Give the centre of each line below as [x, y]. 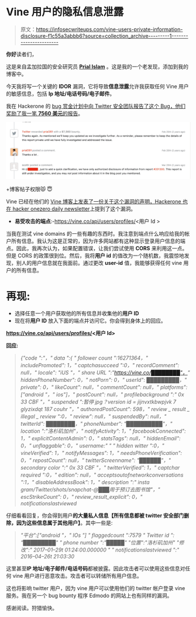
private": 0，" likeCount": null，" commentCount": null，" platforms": [104, 387]
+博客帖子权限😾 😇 [29, 189]
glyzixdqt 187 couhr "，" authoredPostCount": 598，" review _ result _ [105, 409]
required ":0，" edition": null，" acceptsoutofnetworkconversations [102, 475]
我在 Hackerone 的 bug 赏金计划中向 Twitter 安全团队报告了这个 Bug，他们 [96, 106]
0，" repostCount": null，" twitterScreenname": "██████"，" [96, 460]
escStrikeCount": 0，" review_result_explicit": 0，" [81, 497]
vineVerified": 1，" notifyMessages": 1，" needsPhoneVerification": [101, 453]
